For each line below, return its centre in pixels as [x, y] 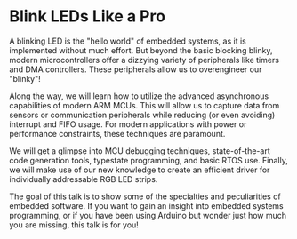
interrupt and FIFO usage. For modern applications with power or [128, 124]
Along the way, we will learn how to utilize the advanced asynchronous [139, 96]
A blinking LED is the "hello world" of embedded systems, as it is [128, 41]
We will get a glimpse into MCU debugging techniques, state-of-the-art [140, 151]
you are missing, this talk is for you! [74, 225]
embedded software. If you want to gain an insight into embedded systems [146, 205]
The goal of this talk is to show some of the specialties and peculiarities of [145, 196]
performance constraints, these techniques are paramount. [117, 133]
